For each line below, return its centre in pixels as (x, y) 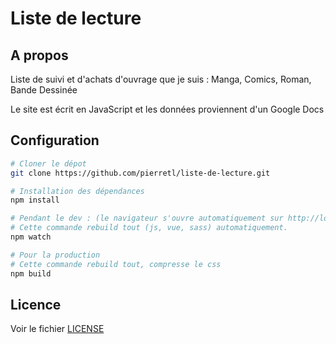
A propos (39, 55)
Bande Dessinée (44, 90)
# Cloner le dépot (48, 163)
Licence (36, 304)
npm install (35, 200)
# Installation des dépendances (77, 191)
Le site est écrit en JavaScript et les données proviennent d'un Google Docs (167, 109)
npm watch (31, 237)
